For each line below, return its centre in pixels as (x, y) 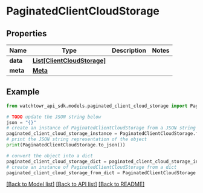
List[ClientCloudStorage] (69, 61)
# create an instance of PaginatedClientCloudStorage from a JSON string (101, 128)
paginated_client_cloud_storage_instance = (62, 134)
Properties (27, 34)
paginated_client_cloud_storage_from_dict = (63, 173)
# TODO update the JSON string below (54, 117)
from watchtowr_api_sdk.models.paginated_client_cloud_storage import (97, 106)
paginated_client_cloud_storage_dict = (56, 162)
